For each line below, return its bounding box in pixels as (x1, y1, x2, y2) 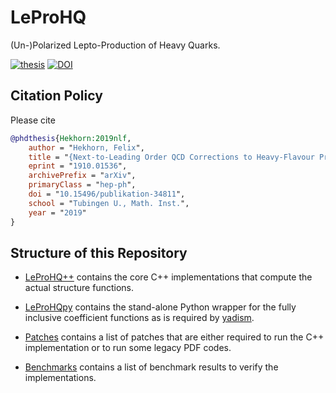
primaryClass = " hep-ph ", (28, 180, 137, 190)
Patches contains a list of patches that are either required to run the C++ (24, 331, 325, 343)
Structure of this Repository (10, 244, 188, 261)
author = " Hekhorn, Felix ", (28, 142, 145, 153)
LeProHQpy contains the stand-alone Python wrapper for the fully (24, 301, 297, 313)
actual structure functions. (24, 282, 135, 294)
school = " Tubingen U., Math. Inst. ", (28, 198, 190, 208)
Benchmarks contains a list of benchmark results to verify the (24, 361, 279, 373)
